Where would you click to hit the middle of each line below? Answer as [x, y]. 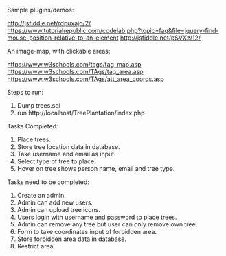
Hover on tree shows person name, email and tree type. [96, 168]
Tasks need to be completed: [48, 182]
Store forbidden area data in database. [72, 239]
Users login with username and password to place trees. [97, 217]
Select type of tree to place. [56, 161]
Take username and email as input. [66, 154]
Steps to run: [25, 92]
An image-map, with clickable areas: [59, 51]
